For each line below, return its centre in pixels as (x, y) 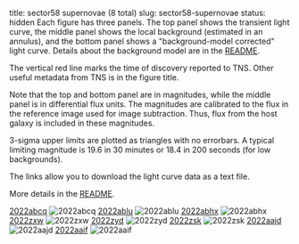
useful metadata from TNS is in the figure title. (94, 77)
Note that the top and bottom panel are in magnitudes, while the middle (140, 94)
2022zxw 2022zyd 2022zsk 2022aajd (145, 220)
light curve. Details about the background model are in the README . (135, 51)
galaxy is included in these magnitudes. (82, 123)
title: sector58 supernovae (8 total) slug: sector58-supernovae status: (137, 13)
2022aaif (71, 230)
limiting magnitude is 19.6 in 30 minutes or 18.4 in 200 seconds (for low (140, 150)
